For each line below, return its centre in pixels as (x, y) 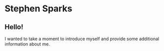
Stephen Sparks (39, 9)
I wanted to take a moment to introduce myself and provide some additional (82, 39)
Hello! (14, 27)
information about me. (27, 44)
